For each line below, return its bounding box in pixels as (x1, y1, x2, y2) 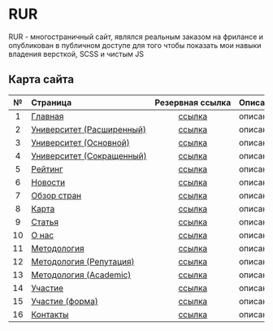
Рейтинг (31, 163, 63, 175)
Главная (31, 111, 64, 122)
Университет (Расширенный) (31, 124, 146, 135)
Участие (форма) (31, 295, 99, 307)
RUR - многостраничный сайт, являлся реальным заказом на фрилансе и (8, 32, 264, 41)
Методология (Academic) (31, 269, 132, 281)
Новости (31, 176, 66, 188)
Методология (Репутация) (31, 255, 135, 267)
